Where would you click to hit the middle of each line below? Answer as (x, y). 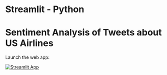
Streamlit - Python (45, 9)
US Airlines (29, 43)
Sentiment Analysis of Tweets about (83, 33)
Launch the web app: (27, 57)
